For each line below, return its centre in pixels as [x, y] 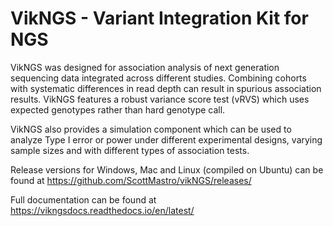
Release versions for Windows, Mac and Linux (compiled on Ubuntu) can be [167, 169]
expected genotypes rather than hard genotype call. [118, 109]
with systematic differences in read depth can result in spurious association [166, 88]
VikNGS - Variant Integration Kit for [159, 18]
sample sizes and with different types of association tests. [130, 150]
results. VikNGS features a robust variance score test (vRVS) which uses [160, 99]
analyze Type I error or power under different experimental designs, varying [166, 139]
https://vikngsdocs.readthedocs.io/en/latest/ [102, 210]
